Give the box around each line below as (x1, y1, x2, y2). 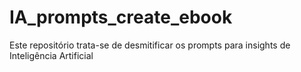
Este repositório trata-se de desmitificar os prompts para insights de (9, 39, 291, 51)
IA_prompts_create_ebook (9, 6, 233, 29)
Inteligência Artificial (9, 49, 94, 61)
